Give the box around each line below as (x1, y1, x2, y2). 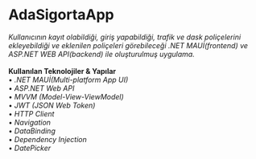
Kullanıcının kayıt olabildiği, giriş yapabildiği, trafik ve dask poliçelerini (8, 32, 242, 42)
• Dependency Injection (8, 134, 87, 144)
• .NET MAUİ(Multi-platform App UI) (8, 75, 129, 84)
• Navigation (8, 117, 51, 127)
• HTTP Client (8, 108, 55, 118)
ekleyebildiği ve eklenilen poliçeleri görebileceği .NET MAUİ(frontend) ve (8, 40, 248, 50)
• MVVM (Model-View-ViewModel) (8, 92, 125, 101)
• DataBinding (8, 126, 56, 136)
